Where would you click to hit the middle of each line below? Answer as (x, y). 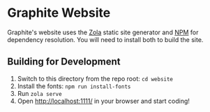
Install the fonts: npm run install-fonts (74, 86)
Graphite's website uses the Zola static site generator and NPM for (103, 32)
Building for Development (64, 62)
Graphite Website (59, 13)
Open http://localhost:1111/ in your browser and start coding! (104, 101)
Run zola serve (39, 93)
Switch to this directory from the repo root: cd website (95, 78)
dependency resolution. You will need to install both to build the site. (105, 39)
